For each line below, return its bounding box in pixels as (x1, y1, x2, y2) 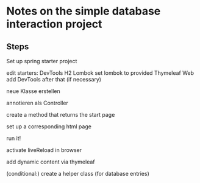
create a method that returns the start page (6, 111, 115, 118)
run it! (6, 135, 21, 142)
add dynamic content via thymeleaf (6, 158, 95, 165)
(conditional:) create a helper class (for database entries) (6, 170, 149, 177)
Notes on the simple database (6, 4, 161, 18)
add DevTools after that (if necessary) (6, 76, 102, 83)
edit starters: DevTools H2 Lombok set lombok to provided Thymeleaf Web (6, 69, 194, 77)
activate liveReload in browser (6, 147, 82, 153)
